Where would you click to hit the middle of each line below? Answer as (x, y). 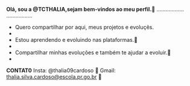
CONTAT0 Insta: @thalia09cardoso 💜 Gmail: (61, 70)
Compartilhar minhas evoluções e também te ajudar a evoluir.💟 (93, 53)
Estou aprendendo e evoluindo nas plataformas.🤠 (76, 40)
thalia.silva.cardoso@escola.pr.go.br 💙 (54, 77)
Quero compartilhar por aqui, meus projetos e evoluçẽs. (84, 27)
